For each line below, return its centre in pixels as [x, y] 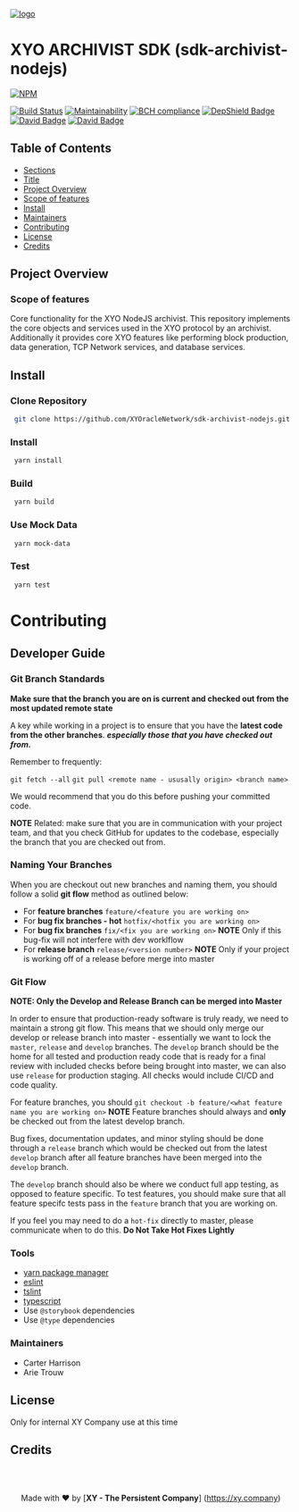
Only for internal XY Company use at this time [94, 1422]
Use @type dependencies [69, 1320]
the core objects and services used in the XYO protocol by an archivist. [141, 328]
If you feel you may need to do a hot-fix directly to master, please [132, 1221]
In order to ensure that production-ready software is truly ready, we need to [149, 1019]
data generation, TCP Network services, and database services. [128, 347]
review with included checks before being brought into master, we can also [148, 1066]
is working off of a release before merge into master [119, 958]
